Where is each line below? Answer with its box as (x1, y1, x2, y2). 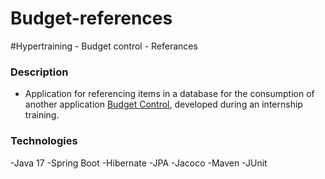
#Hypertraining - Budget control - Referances (10, 40, 198, 52)
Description (10, 65, 69, 79)
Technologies (10, 134, 78, 148)
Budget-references (10, 7, 173, 30)
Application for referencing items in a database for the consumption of (24, 88, 315, 100)
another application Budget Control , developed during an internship (24, 98, 303, 111)
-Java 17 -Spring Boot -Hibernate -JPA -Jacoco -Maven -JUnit (10, 157, 268, 169)
